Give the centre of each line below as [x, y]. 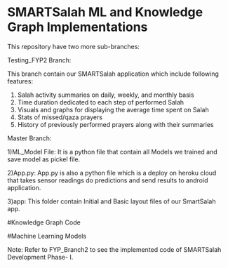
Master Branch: [29, 138]
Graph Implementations [78, 27]
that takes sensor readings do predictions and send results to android [108, 180]
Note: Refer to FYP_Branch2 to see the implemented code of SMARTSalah [114, 249]
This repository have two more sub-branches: [74, 46]
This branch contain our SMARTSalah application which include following [113, 74]
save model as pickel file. [44, 159]
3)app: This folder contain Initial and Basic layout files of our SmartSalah [112, 201]
